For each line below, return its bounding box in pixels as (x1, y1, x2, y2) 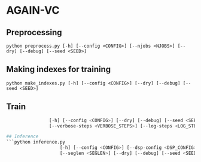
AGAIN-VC (6, 4, 60, 17)
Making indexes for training (6, 64, 111, 74)
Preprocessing (6, 27, 62, 38)
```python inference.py (6, 139, 66, 145)
